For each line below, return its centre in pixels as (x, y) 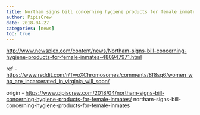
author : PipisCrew (29, 17)
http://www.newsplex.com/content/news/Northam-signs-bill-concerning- (96, 51)
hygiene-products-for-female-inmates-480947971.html (74, 57)
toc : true (18, 34)
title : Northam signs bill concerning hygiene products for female (92, 12)
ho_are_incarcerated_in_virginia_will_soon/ (58, 82)
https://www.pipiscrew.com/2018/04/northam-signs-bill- (95, 93)
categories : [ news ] (30, 28)
